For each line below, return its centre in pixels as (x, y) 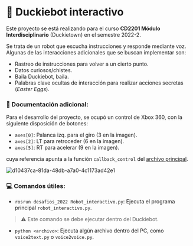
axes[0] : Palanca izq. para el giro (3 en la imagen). (76, 135)
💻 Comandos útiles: (36, 186)
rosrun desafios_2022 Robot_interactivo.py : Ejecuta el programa (95, 201)
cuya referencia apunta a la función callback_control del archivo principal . (97, 159)
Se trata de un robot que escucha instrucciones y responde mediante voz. (96, 46)
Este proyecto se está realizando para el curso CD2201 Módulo (83, 28)
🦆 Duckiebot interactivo (65, 12)
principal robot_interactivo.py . (53, 208)
